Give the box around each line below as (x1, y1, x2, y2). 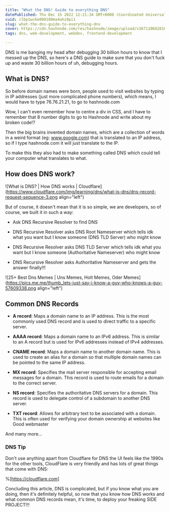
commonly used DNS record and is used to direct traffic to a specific (12, 318, 156, 324)
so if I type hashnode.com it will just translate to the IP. (5, 140, 119, 146)
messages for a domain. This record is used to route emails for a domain (12, 375, 164, 381)
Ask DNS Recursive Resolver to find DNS (12, 219, 98, 225)
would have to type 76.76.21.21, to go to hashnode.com (5, 99, 120, 105)
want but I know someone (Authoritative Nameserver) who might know (12, 249, 160, 255)
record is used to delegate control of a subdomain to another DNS (12, 395, 150, 401)
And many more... (5, 431, 42, 437)
